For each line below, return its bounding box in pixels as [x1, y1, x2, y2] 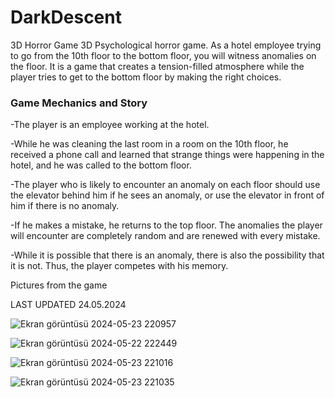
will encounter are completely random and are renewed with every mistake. [10, 230, 321, 242]
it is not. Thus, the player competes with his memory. [10, 260, 229, 272]
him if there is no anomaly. [10, 200, 120, 212]
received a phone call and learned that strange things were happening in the [10, 149, 325, 161]
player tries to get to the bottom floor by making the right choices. [10, 71, 282, 83]
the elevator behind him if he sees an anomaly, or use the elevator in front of [10, 189, 325, 201]
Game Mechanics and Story [10, 96, 148, 110]
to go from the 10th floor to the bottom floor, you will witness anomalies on [10, 49, 317, 61]
